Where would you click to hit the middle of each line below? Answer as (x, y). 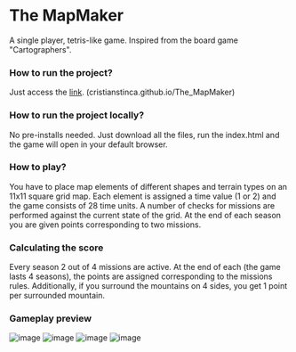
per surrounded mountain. (57, 296)
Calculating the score (56, 248)
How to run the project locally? (77, 115)
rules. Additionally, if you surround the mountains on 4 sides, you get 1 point (148, 286)
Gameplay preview (50, 319)
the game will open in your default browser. (88, 144)
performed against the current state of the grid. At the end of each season (145, 215)
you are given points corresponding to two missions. (105, 225)
